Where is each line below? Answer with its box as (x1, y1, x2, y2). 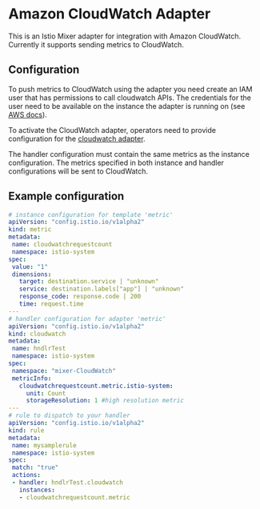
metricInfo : (11, 374, 52, 383)
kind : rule (8, 426, 45, 435)
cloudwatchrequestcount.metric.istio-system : (18, 382, 174, 390)
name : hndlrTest (11, 345, 66, 353)
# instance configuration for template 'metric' (8, 210, 174, 218)
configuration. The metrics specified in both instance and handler (8, 158, 224, 167)
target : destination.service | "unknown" (18, 278, 159, 286)
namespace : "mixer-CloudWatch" (11, 367, 116, 375)
